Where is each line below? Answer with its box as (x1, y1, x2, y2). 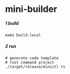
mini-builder (5, 3, 58, 15)
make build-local (5, 33, 41, 38)
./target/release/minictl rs (5, 65, 66, 70)
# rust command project (5, 60, 55, 65)
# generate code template (5, 56, 59, 61)
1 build (5, 20, 19, 26)
